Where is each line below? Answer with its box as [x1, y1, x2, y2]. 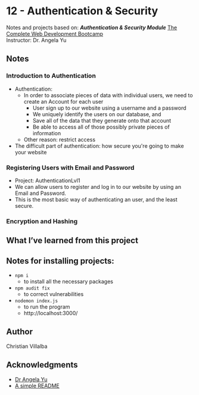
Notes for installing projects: [6, 256, 114, 266]
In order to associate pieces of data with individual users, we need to [23, 91, 193, 99]
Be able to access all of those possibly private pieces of [32, 123, 170, 130]
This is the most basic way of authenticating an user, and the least [14, 195, 178, 203]
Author [6, 326, 33, 337]
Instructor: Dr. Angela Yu [6, 36, 67, 43]
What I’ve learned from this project [6, 235, 139, 245]
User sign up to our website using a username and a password [32, 104, 186, 111]
